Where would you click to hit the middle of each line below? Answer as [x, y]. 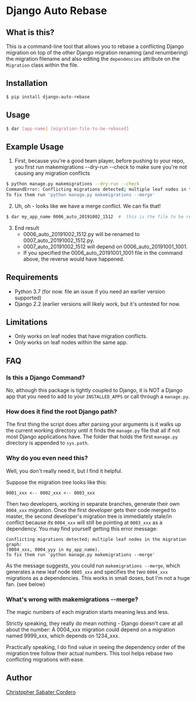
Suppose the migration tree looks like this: [57, 482]
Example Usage [35, 146]
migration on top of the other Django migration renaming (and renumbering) [97, 53]
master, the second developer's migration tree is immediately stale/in [89, 516]
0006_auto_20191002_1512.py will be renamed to [81, 234]
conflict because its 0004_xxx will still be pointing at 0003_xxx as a [84, 522]
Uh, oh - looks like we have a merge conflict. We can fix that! [87, 206]
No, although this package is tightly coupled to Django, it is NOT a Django [94, 390]
